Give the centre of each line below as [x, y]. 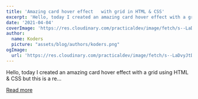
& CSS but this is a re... [34, 78]
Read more [19, 90]
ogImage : [17, 50]
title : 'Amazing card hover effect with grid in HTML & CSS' [85, 11]
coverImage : [21, 28]
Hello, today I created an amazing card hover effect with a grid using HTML [97, 72]
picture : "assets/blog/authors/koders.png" [65, 45]
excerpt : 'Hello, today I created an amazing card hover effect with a [96, 17]
